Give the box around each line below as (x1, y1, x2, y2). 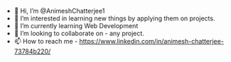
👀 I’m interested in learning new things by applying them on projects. (14, 14, 215, 23)
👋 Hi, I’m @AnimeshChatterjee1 (14, 7, 105, 15)
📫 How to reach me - (14, 37, 78, 45)
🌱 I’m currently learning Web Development (14, 22, 139, 30)
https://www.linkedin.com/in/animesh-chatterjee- (79, 37, 224, 45)
